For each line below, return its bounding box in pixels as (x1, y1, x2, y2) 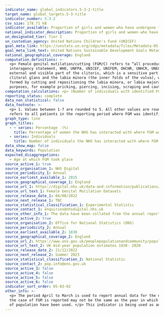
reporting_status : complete (5, 93, 62, 98)
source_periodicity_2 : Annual (5, 225, 67, 230)
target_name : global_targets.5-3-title (5, 12, 86, 17)
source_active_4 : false (5, 271, 54, 275)
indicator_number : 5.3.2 (5, 16, 56, 21)
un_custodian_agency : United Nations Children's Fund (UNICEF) (5, 39, 137, 44)
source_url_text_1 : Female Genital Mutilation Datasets (5, 189, 121, 193)
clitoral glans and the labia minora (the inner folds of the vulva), (9, 75, 156, 80)
